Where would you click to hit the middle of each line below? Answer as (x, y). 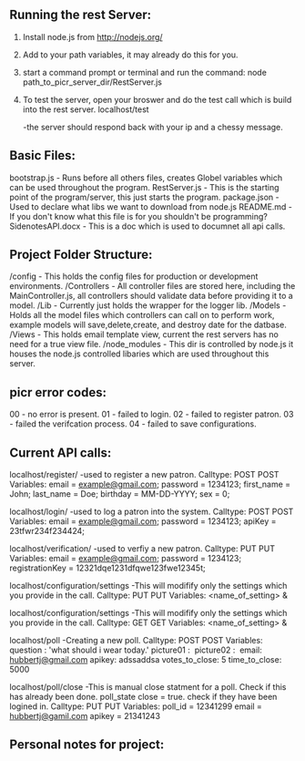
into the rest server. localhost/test (86, 109)
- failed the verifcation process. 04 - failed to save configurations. (133, 424)
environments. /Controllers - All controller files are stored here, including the (152, 286)
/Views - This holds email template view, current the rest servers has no (144, 334)
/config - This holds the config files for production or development (134, 276)
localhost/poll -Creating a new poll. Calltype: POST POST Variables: (136, 641)
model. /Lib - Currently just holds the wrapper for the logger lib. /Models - (148, 305)
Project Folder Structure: (81, 255)
